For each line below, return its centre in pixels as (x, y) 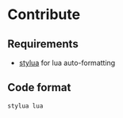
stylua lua (25, 106)
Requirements (43, 44)
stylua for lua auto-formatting (67, 63)
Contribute (44, 15)
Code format (39, 88)
